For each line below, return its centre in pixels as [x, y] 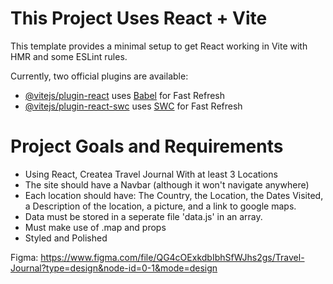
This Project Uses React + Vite [139, 18]
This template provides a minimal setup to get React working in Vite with [159, 46]
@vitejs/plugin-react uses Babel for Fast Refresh [125, 95]
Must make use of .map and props [95, 227]
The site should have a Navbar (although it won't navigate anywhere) [167, 184]
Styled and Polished [66, 238]
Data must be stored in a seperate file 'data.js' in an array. [143, 216]
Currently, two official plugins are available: [99, 76]
